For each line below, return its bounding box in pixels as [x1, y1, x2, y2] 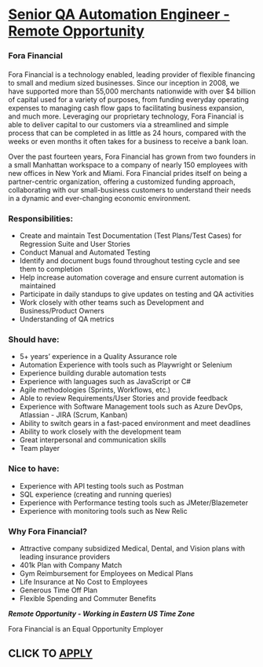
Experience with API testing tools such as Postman [19, 481, 184, 490]
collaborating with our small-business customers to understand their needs [8, 185, 251, 194]
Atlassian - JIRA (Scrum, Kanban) [19, 410, 128, 420]
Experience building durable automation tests [19, 368, 166, 378]
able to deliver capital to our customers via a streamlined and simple [8, 119, 229, 129]
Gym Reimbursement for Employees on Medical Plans [19, 568, 194, 578]
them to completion [19, 265, 83, 273]
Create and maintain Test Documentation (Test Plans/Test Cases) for [19, 231, 242, 240]
